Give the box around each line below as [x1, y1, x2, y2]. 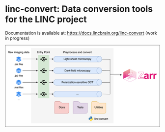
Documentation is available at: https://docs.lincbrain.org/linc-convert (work [5, 30, 157, 36]
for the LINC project [5, 14, 87, 25]
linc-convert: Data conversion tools [5, 3, 153, 15]
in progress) [5, 35, 30, 41]
